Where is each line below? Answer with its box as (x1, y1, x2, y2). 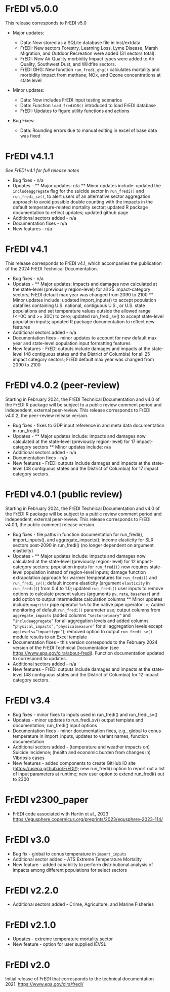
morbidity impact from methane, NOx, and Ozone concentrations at (20, 72, 161, 78)
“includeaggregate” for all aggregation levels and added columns (12, 618, 149, 624)
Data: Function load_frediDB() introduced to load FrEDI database (20, 102, 156, 108)
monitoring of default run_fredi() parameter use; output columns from (12, 607, 161, 613)
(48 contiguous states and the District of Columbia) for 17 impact (23, 465, 159, 471)
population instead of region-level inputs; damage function (23, 569, 146, 575)
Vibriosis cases (12, 755, 45, 761)
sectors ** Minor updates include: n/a (32, 443, 111, 450)
